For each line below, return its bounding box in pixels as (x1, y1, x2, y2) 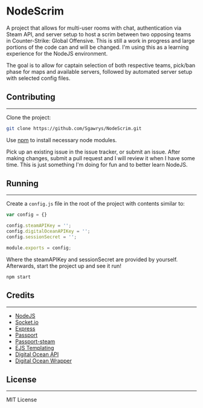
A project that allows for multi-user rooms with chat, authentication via (6, 24, 182, 31)
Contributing (6, 92, 56, 102)
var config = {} (6, 212, 47, 218)
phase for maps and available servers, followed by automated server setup (6, 68, 192, 75)
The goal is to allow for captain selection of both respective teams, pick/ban (6, 62, 196, 69)
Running (6, 178, 39, 189)
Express (14, 325, 36, 332)
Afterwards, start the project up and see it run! (6, 262, 122, 270)
